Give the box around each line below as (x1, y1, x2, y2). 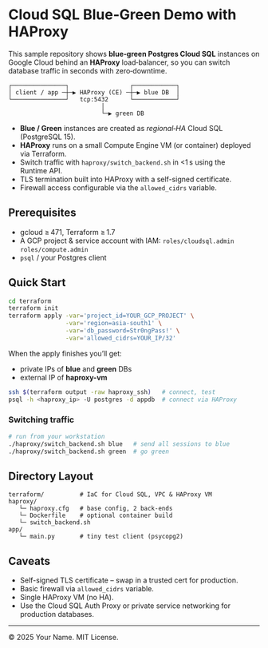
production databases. (19, 610, 94, 619)
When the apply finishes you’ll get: (8, 348, 122, 358)
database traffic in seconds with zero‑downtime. (8, 66, 167, 75)
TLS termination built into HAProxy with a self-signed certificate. (19, 174, 232, 184)
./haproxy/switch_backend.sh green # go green (8, 447, 170, 455)
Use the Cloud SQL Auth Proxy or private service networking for (19, 601, 231, 610)
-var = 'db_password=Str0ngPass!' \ (65, 327, 180, 335)
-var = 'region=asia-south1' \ (65, 320, 162, 328)
